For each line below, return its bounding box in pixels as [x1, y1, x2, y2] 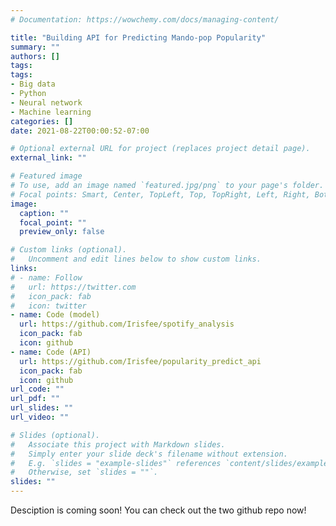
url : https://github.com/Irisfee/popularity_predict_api [19, 356, 262, 366]
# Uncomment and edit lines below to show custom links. [10, 254, 262, 265]
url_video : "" [10, 412, 70, 422]
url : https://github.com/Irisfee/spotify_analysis [19, 319, 235, 330]
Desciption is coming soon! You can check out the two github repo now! [10, 504, 307, 516]
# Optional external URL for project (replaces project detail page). [10, 144, 311, 154]
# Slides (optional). [10, 430, 101, 440]
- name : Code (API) [10, 347, 92, 357]
